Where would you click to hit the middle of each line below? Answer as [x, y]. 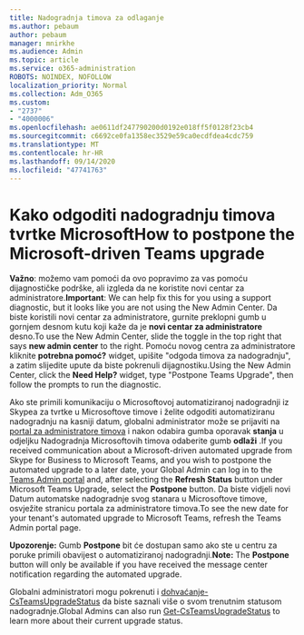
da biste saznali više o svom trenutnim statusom [192, 601]
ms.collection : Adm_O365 [56, 94]
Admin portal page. [45, 528]
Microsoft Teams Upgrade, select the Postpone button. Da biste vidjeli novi [150, 489]
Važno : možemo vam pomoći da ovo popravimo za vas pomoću [128, 279]
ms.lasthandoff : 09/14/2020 [63, 161]
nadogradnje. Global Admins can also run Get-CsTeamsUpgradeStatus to [145, 611]
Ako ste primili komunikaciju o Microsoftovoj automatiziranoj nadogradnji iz [149, 402]
